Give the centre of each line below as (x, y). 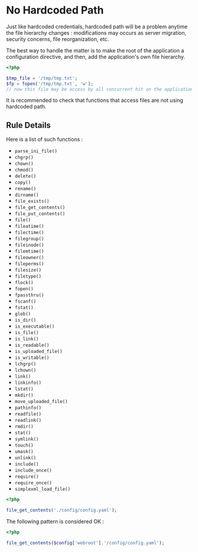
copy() (23, 183)
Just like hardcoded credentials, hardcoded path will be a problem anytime (97, 27)
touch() (24, 445)
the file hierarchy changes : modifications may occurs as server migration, (96, 32)
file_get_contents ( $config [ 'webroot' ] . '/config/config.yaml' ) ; (85, 543)
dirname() (27, 195)
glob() (23, 314)
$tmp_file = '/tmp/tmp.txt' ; (42, 78)
